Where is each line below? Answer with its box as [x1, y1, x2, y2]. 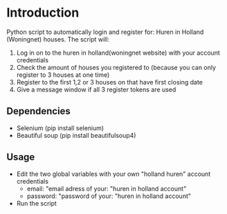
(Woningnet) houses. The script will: [6, 35, 110, 43]
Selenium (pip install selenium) [16, 123, 105, 132]
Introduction [6, 5, 80, 21]
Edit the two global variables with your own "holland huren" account [16, 170, 211, 178]
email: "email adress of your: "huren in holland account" [26, 184, 187, 193]
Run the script [16, 199, 57, 207]
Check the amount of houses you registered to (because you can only [16, 63, 216, 71]
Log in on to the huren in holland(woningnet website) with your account [16, 48, 221, 57]
